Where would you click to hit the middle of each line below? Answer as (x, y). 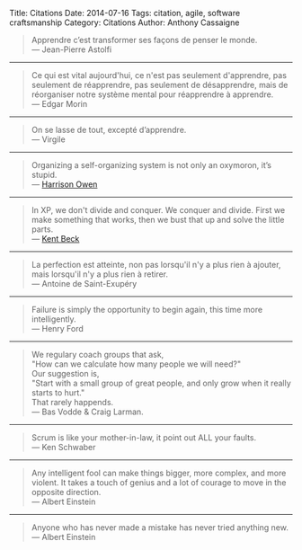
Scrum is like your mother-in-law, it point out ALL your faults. (144, 438)
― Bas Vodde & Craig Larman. (87, 412)
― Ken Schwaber (63, 447)
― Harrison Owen (64, 184)
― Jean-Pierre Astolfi (71, 49)
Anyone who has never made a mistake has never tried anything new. (160, 528)
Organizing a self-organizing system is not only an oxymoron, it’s (151, 165)
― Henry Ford (57, 328)
